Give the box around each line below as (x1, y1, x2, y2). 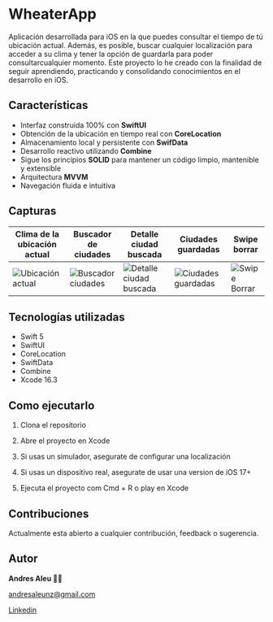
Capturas (8, 204, 57, 218)
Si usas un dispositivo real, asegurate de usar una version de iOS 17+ (19, 468, 252, 477)
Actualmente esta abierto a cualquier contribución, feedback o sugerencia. (8, 528, 259, 537)
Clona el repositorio (19, 420, 87, 430)
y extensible (19, 163, 62, 173)
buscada (127, 249, 162, 260)
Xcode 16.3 (19, 375, 58, 385)
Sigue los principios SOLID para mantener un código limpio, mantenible (19, 154, 260, 164)
